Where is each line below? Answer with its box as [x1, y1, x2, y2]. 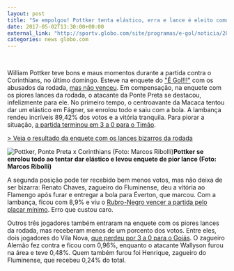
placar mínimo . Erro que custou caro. [7, 206, 114, 214]
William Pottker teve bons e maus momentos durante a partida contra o [7, 69, 212, 77]
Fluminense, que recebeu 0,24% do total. [7, 256, 127, 265]
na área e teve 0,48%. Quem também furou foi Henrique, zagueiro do [7, 249, 207, 257]
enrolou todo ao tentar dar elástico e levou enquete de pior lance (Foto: [7, 155, 217, 164]
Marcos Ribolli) [7, 162, 52, 171]
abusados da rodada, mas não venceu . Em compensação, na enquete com [7, 84, 221, 92]
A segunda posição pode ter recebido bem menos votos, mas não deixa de [7, 176, 223, 185]
